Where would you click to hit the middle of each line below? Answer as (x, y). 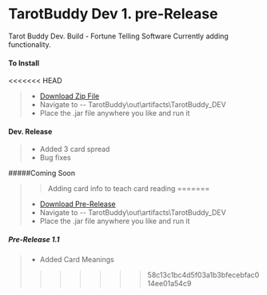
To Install (24, 63)
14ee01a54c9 (169, 284)
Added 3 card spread (75, 149)
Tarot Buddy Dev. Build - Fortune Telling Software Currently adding (119, 36)
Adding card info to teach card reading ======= (129, 189)
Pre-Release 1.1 (34, 239)
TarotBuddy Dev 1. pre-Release (113, 14)
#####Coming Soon (42, 173)
